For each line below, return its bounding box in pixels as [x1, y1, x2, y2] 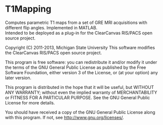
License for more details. [5, 100, 55, 105]
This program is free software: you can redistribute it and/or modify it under [5, 59, 157, 65]
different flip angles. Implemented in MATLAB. [5, 24, 98, 30]
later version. [5, 75, 32, 81]
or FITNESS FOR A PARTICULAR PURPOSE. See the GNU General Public [5, 94, 150, 101]
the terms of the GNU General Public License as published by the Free [5, 64, 146, 70]
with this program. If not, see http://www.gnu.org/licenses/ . [5, 114, 124, 120]
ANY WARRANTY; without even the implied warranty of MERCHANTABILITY [5, 89, 158, 95]
